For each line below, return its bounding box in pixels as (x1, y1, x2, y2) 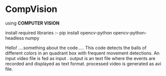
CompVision (5, 3, 58, 15)
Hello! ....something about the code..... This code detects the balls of (5, 44, 147, 50)
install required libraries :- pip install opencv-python (5, 29, 112, 35)
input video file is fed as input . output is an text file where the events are (5, 55, 155, 61)
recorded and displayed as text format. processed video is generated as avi (5, 60, 161, 66)
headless (5, 35, 24, 41)
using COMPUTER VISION (5, 20, 60, 26)
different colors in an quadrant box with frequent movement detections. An (5, 50, 159, 56)
